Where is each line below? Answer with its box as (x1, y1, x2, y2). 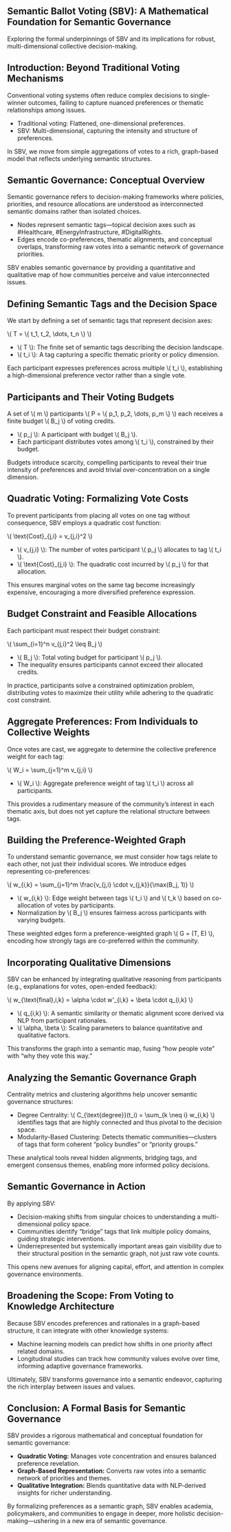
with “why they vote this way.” (7, 1052, 93, 1060)
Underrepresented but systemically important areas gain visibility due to (16, 1241, 222, 1250)
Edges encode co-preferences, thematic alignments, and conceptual (16, 235, 212, 244)
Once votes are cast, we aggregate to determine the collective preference (7, 745, 217, 753)
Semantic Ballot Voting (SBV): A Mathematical (7, 6, 209, 17)
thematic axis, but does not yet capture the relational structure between (7, 807, 210, 815)
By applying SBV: (7, 1199, 56, 1207)
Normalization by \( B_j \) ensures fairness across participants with (16, 909, 207, 917)
